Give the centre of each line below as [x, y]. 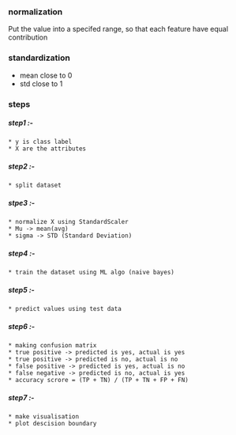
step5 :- [22, 289]
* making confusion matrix [52, 346]
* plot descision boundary [52, 424]
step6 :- [22, 326]
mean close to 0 [46, 75]
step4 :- [22, 253]
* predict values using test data [65, 309]
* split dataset [35, 185]
